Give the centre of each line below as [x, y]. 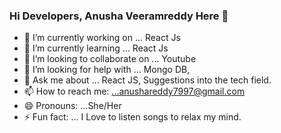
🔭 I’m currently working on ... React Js [102, 38]
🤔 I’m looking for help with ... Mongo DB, [107, 70]
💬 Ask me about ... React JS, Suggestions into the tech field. [147, 80]
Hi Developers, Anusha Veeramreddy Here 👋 [119, 16]
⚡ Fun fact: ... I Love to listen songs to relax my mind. [132, 117]
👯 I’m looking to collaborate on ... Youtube [110, 59]
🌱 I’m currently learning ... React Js [96, 48]
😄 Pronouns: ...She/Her [72, 106]
